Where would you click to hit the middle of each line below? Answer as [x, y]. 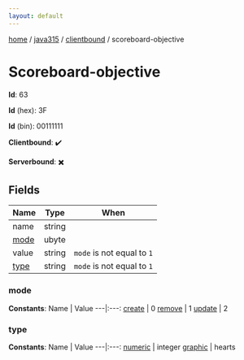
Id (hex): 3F [28, 110]
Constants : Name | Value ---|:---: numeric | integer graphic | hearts [122, 347]
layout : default [36, 16]
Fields [24, 190]
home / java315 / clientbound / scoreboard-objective [96, 39]
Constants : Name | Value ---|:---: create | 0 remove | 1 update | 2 [118, 308]
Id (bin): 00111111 [36, 126]
